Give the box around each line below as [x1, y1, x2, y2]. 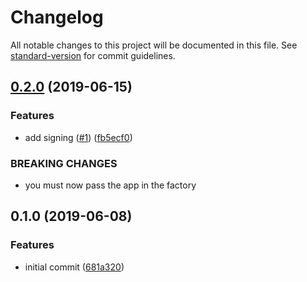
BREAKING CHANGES [10, 156, 118, 170]
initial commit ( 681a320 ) [24, 261, 125, 273]
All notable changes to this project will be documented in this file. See [10, 39, 298, 51]
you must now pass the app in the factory [24, 179, 197, 191]
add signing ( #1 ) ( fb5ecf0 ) [24, 131, 133, 143]
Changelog [10, 6, 104, 29]
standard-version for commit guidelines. [10, 49, 176, 61]
